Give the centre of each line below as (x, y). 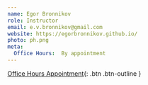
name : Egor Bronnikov (39, 14)
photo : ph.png (28, 40)
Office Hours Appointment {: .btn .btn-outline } (74, 73)
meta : (15, 47)
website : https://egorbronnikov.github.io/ (73, 34)
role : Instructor (33, 21)
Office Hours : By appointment (60, 54)
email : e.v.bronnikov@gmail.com (55, 27)
